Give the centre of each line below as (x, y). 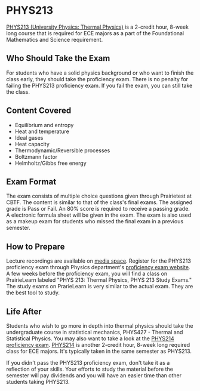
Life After (24, 311)
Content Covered (39, 111)
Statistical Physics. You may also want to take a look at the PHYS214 (90, 338)
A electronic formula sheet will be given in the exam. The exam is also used (99, 215)
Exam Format (31, 182)
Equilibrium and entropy (44, 125)
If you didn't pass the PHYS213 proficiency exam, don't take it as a (88, 363)
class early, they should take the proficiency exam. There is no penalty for (97, 79)
